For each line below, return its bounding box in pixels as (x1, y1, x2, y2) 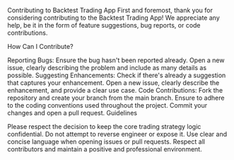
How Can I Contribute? (7, 42, 74, 50)
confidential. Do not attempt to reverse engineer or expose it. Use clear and (7, 130, 228, 138)
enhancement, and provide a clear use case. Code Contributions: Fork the (7, 86, 223, 94)
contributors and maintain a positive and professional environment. (7, 145, 203, 153)
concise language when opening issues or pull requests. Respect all (7, 137, 205, 146)
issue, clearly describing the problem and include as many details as (7, 64, 207, 72)
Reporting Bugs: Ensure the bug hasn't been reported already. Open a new (7, 56, 225, 64)
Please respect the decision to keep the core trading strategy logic (7, 122, 201, 130)
